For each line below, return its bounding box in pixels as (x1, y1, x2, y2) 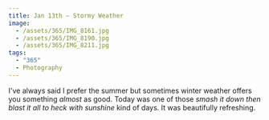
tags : (8, 49, 26, 57)
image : (8, 19, 31, 27)
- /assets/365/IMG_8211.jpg (15, 42, 110, 50)
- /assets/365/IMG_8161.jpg (15, 26, 110, 34)
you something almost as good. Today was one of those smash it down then (8, 94, 261, 104)
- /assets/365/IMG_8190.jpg (15, 34, 110, 42)
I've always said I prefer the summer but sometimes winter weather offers (8, 86, 252, 95)
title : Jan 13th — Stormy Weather (8, 11, 124, 20)
